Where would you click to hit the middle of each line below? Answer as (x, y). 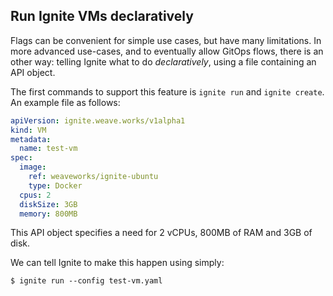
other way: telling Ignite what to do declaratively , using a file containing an (163, 61)
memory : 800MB (48, 214)
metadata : (31, 139)
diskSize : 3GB (48, 204)
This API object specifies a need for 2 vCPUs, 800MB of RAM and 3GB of (161, 233)
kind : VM (28, 130)
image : (33, 167)
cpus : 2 (35, 195)
